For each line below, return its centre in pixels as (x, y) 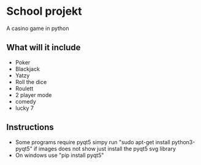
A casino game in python (38, 28)
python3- (183, 142)
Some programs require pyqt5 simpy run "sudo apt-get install (93, 142)
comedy (26, 101)
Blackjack (27, 69)
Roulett (24, 88)
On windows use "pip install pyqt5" (59, 155)
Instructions (30, 127)
